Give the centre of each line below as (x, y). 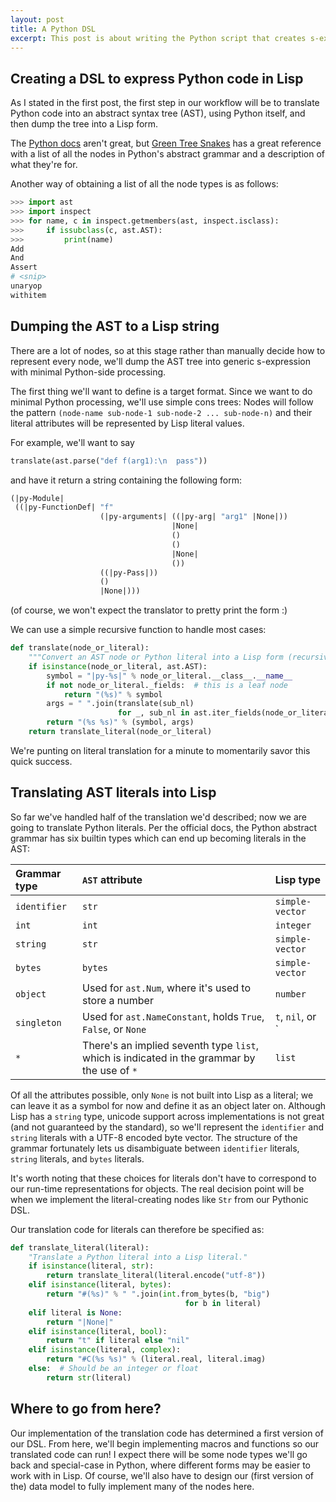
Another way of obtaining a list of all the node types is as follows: (144, 184)
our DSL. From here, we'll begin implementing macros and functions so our (165, 1443)
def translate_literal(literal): (80, 1247)
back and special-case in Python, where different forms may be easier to (160, 1465)
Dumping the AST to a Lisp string (115, 326)
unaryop (26, 286)
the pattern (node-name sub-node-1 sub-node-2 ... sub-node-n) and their (161, 412)
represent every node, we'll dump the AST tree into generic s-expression (160, 361)
